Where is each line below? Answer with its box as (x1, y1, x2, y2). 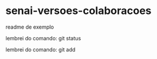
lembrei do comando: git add (5, 46, 76, 53)
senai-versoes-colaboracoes (5, 4, 152, 18)
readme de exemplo (5, 23, 54, 30)
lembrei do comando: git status (5, 34, 81, 41)
